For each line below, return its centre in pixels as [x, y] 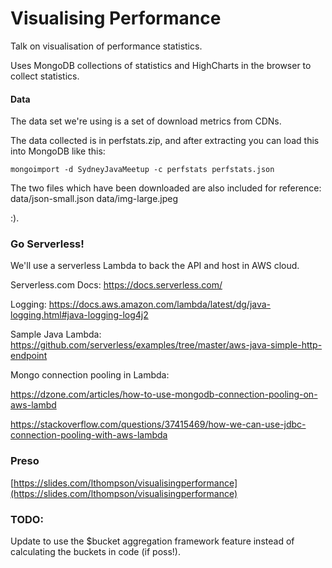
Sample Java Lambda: [56, 334]
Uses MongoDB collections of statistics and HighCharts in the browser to [161, 65]
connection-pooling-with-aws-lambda [89, 435]
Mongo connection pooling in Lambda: [90, 375]
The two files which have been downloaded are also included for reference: [166, 188]
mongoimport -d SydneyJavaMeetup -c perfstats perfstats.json [142, 170]
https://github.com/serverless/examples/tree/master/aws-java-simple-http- [166, 345]
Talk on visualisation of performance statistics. [106, 46]
